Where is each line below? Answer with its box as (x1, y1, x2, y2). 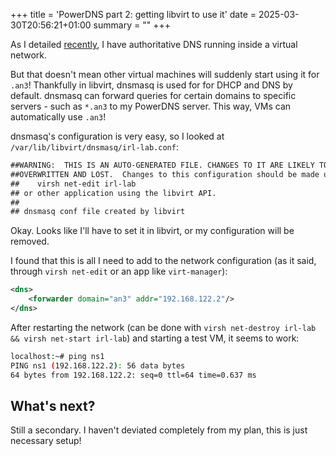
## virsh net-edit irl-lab (10, 179, 137, 189)
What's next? (10, 397, 96, 414)
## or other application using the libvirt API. (10, 188, 217, 198)
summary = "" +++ (93, 19, 171, 31)
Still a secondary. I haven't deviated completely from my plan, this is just (10, 424, 308, 436)
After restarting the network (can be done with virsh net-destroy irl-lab (10, 321, 317, 333)
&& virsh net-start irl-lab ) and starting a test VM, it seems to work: (10, 332, 300, 344)
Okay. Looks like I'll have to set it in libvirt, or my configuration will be (10, 225, 295, 237)
